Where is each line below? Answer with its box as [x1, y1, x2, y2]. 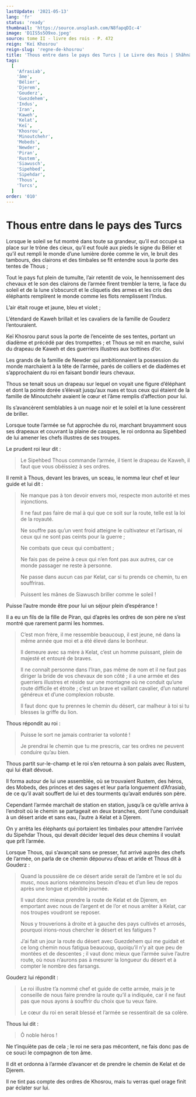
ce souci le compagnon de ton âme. [6, 1049, 92, 1056]
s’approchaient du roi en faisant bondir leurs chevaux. [6, 369, 135, 376]
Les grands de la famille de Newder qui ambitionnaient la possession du [6, 357, 179, 364]
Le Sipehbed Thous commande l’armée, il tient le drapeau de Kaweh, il [20, 457, 190, 464]
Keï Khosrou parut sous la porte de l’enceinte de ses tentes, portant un [6, 333, 176, 340]
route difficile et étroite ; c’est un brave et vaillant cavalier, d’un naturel [20, 685, 189, 692]
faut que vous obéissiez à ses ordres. [20, 463, 111, 470]
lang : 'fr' [6, 14, 33, 20]
